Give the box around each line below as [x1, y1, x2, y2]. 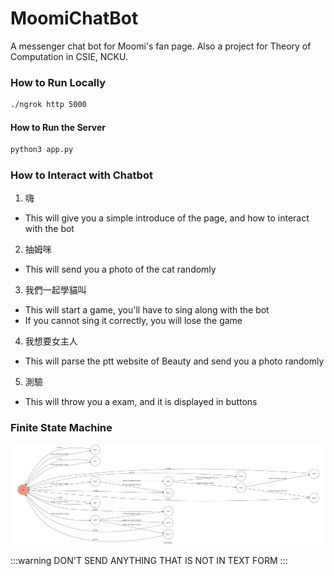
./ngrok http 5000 [10, 100, 87, 110]
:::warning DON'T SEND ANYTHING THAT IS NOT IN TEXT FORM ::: [10, 554, 288, 566]
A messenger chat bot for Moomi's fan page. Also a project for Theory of [10, 40, 312, 52]
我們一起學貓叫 [24, 284, 87, 296]
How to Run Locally [10, 75, 106, 89]
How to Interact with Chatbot [10, 168, 153, 182]
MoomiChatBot [10, 7, 139, 30]
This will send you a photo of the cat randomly [24, 263, 217, 276]
